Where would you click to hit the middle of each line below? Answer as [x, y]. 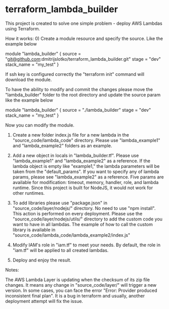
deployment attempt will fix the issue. [44, 301]
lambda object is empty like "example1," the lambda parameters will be [86, 166]
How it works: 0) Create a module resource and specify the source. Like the [84, 38]
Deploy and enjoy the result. [42, 260]
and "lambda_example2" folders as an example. [62, 146]
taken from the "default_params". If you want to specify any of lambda [86, 171]
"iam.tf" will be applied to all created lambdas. [60, 250]
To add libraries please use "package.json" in [60, 203]
